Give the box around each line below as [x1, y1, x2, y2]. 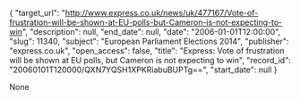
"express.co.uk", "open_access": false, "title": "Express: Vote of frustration [9, 45, 285, 56]
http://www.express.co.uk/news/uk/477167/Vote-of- [64, 8, 259, 18]
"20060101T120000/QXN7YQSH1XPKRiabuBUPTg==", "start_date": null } [9, 64, 278, 75]
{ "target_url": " [9, 8, 65, 18]
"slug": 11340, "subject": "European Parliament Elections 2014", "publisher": [9, 36, 289, 46]
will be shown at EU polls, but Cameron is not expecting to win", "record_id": [9, 55, 291, 65]
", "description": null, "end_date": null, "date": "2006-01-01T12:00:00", [21, 27, 281, 37]
